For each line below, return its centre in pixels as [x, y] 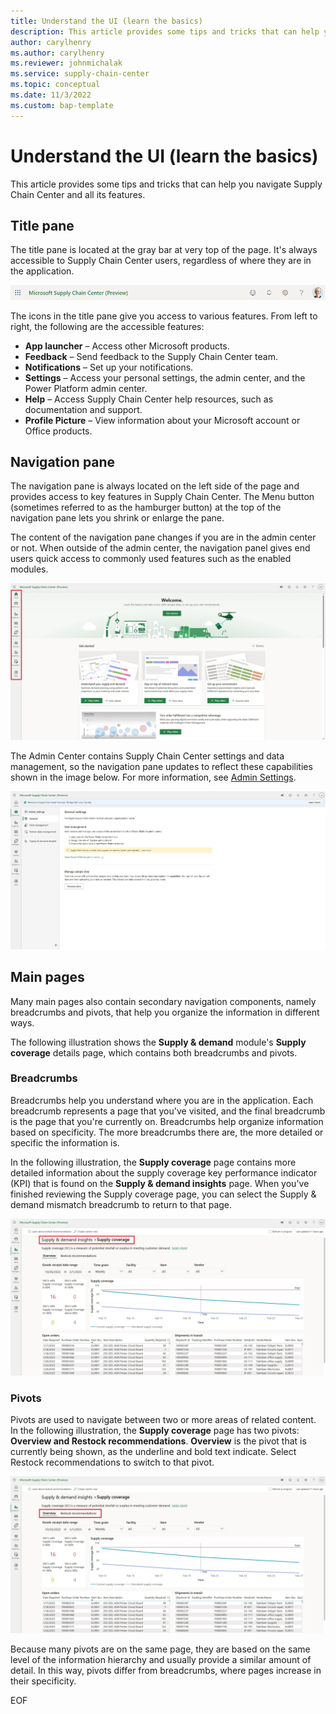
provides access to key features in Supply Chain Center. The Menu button [162, 497]
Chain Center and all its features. [78, 194]
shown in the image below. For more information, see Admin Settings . [153, 777]
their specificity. [43, 1681]
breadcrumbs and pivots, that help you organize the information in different [165, 1012]
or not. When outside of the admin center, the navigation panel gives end [160, 548]
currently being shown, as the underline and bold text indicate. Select [153, 1452]
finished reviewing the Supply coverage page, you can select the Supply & [163, 1194]
